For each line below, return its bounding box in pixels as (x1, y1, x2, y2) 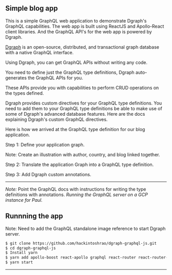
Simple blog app (5, 4, 58, 13)
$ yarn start (5, 260, 33, 265)
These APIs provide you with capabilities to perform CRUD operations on (5, 84, 159, 91)
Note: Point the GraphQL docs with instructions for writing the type (5, 186, 146, 192)
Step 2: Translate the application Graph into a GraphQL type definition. (5, 161, 154, 167)
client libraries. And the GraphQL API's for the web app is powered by (5, 28, 152, 35)
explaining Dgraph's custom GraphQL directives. (5, 116, 108, 122)
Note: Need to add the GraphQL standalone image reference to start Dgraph (5, 225, 166, 231)
